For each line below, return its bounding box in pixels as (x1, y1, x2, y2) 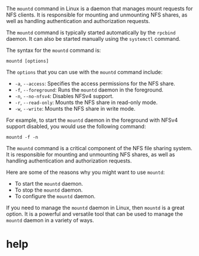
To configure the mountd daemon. (14, 193, 96, 200)
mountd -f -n (6, 134, 38, 140)
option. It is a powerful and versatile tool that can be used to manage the (6, 210, 184, 218)
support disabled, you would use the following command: (6, 123, 146, 129)
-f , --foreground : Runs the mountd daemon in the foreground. (14, 86, 164, 93)
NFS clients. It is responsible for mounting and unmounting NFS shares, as (6, 11, 188, 18)
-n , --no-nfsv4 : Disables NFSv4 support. (14, 93, 114, 99)
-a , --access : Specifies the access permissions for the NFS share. (14, 80, 176, 87)
